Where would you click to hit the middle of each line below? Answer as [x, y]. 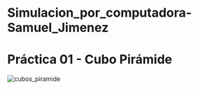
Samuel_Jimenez [58, 28]
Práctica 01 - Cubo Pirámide [90, 60]
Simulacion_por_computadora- [100, 13]
